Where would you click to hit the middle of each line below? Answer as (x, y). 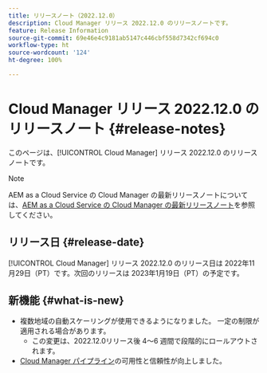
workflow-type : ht (39, 45)
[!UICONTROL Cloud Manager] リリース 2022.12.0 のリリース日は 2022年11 (132, 263)
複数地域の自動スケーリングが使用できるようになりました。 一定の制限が (139, 321)
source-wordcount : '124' (49, 53)
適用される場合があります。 (65, 331)
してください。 (33, 214)
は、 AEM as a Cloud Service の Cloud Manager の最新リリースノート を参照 (132, 205)
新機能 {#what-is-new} (66, 301)
